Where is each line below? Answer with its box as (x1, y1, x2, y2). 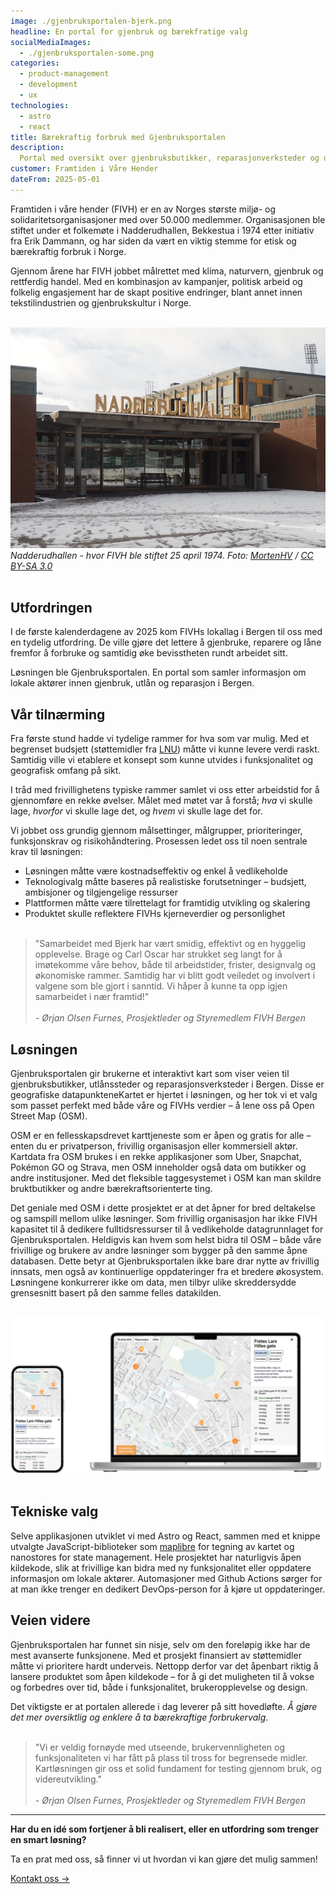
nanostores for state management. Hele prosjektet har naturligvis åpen (10, 1551, 302, 1563)
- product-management (19, 69, 110, 79)
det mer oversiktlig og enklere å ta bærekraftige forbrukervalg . (10, 1711, 269, 1723)
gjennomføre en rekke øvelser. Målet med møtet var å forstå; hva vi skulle (10, 795, 313, 807)
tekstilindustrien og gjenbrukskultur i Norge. (10, 296, 192, 309)
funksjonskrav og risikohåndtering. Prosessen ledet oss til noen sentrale (10, 835, 308, 847)
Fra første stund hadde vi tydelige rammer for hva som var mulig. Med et (10, 733, 310, 745)
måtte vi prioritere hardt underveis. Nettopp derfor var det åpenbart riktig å (10, 1660, 319, 1672)
